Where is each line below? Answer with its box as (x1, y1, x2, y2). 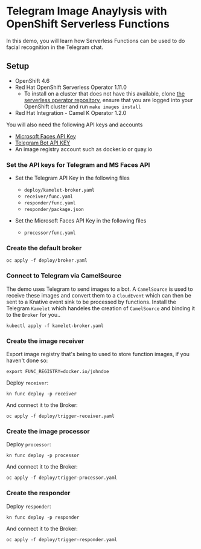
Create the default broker (6, 244, 82, 252)
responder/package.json (24, 207, 85, 213)
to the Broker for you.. (6, 311, 61, 318)
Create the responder (6, 489, 71, 497)
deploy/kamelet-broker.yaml (24, 187, 95, 193)
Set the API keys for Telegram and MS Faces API (6, 160, 150, 169)
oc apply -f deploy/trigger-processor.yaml (6, 475, 118, 481)
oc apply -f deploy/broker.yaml (6, 258, 88, 264)
